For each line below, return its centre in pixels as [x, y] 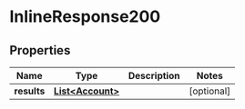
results [30, 91]
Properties [40, 50]
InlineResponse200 [85, 17]
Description [154, 76]
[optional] [210, 91]
